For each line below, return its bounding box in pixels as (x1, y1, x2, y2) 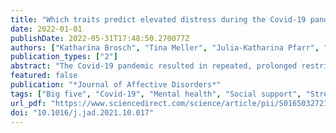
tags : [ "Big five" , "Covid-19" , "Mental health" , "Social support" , (10, 89, 302, 99)
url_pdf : (10, 98, 47, 108)
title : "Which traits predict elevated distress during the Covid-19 (10, 14, 307, 25)
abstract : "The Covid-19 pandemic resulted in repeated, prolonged (10, 61, 298, 71)
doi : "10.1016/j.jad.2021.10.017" (10, 107, 155, 118)
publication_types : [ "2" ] (10, 52, 118, 62)
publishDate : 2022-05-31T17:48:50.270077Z (10, 33, 190, 43)
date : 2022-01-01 (10, 24, 83, 34)
